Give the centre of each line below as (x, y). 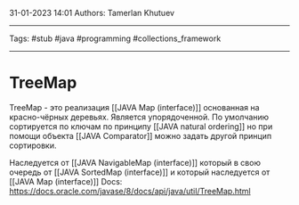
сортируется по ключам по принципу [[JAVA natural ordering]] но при (141, 126)
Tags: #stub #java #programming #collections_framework (115, 38)
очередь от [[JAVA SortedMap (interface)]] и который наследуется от (140, 172)
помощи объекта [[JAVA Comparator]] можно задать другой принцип (141, 135)
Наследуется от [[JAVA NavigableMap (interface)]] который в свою (135, 162)
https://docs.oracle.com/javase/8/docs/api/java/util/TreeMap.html (130, 191)
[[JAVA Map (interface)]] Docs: (66, 181)
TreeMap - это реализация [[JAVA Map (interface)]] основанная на (134, 107)
